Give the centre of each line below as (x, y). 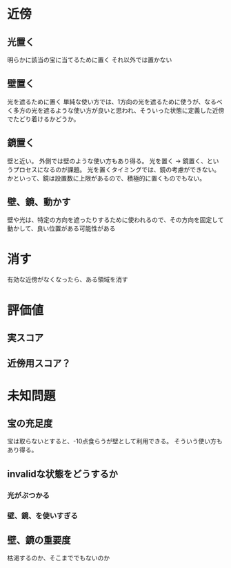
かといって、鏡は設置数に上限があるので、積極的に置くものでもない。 (107, 178)
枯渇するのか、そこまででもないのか (59, 558)
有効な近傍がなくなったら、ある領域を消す (68, 280)
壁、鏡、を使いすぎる (42, 515)
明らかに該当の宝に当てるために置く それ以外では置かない (90, 60)
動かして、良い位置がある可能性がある (61, 228)
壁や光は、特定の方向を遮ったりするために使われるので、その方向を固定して (115, 220)
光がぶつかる (29, 495)
